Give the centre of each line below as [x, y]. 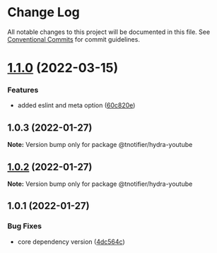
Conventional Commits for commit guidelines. [74, 39]
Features [23, 90]
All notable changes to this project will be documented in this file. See [109, 32]
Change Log [43, 12]
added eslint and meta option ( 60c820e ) [76, 105]
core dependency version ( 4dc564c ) [71, 242]
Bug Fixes [25, 226]
